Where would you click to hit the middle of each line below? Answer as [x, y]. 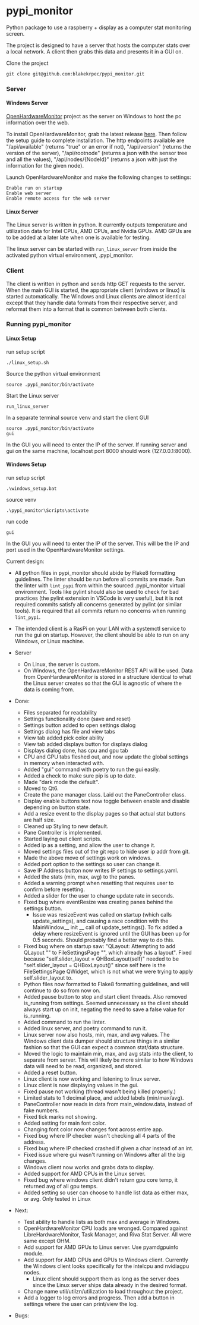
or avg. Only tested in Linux [57, 1198]
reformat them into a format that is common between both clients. [87, 309]
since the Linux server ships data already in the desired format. [110, 1285]
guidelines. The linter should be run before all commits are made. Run [100, 579]
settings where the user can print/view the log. [81, 1304]
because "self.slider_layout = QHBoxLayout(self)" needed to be [101, 959]
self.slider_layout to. [48, 978]
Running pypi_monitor [39, 324]
